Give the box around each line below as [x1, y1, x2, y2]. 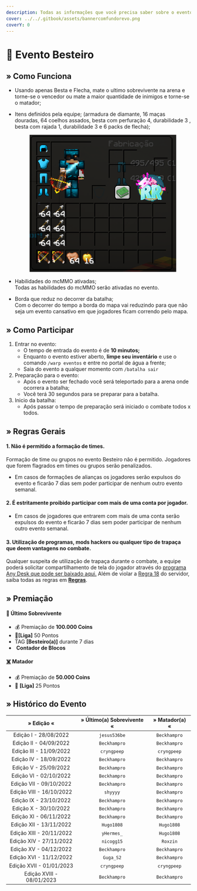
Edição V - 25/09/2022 [12, 764, 70, 771]
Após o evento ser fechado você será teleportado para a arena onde [23, 378, 189, 385]
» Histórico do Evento [6, 699, 87, 709]
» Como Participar [6, 325, 74, 335]
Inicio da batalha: [14, 397, 56, 404]
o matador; [14, 99, 42, 106]
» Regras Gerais [6, 426, 66, 436]
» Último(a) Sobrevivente [80, 716, 144, 723]
